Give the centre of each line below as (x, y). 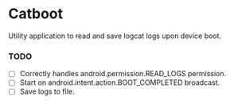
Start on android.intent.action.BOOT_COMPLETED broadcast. (120, 83)
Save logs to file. (47, 91)
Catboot (36, 14)
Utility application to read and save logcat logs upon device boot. (115, 36)
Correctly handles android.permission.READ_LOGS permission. (123, 74)
